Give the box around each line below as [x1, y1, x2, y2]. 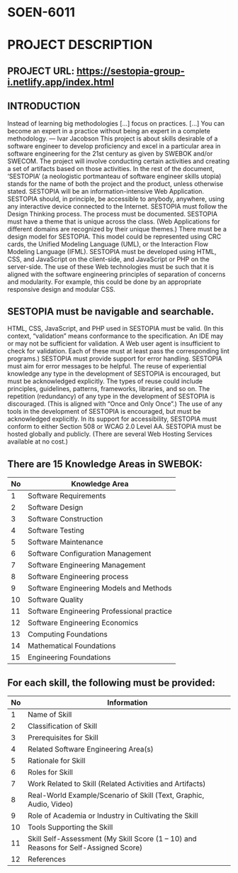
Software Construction [28, 514, 103, 524]
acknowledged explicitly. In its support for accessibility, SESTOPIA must [7, 414, 217, 423]
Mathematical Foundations [28, 641, 116, 651]
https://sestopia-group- [76, 65, 186, 77]
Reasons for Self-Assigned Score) [28, 842, 143, 852]
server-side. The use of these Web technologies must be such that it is [7, 262, 215, 270]
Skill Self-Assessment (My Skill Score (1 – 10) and [28, 834, 197, 844]
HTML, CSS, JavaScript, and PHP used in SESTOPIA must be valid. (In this [7, 324, 224, 333]
